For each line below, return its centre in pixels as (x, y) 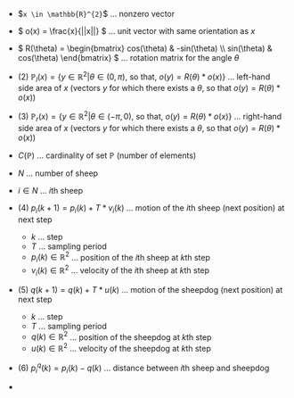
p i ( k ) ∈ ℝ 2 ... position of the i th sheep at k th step (121, 257)
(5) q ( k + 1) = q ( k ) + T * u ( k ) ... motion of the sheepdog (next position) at (150, 289)
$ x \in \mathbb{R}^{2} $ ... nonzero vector (96, 14)
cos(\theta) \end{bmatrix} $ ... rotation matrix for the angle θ (128, 58)
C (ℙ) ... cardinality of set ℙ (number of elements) (107, 155)
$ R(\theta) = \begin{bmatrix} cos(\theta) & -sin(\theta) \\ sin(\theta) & (145, 48)
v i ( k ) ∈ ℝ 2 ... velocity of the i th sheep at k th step (120, 270)
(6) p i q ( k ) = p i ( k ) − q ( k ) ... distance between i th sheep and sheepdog (143, 368)
